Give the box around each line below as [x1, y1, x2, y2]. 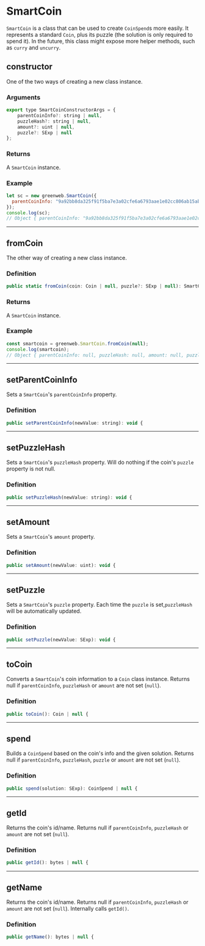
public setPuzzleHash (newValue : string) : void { [6, 494, 132, 500]
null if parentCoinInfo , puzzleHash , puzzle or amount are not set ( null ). [6, 756, 181, 764]
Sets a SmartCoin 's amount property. [6, 533, 95, 541]
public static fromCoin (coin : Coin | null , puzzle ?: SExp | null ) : [6, 283, 182, 289]
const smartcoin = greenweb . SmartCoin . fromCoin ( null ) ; [6, 341, 149, 347]
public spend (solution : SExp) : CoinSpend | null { [6, 785, 138, 792]
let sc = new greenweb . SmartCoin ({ [6, 192, 97, 199]
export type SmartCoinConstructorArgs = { [6, 107, 116, 114]
